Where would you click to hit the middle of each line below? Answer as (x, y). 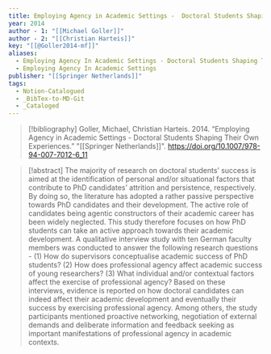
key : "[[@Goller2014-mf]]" (54, 46)
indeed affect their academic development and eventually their (132, 299)
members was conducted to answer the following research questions (143, 248)
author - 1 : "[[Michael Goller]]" (67, 31)
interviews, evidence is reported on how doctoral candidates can (136, 291)
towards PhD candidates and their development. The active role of (138, 205)
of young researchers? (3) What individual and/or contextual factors (141, 274)
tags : (17, 83)
